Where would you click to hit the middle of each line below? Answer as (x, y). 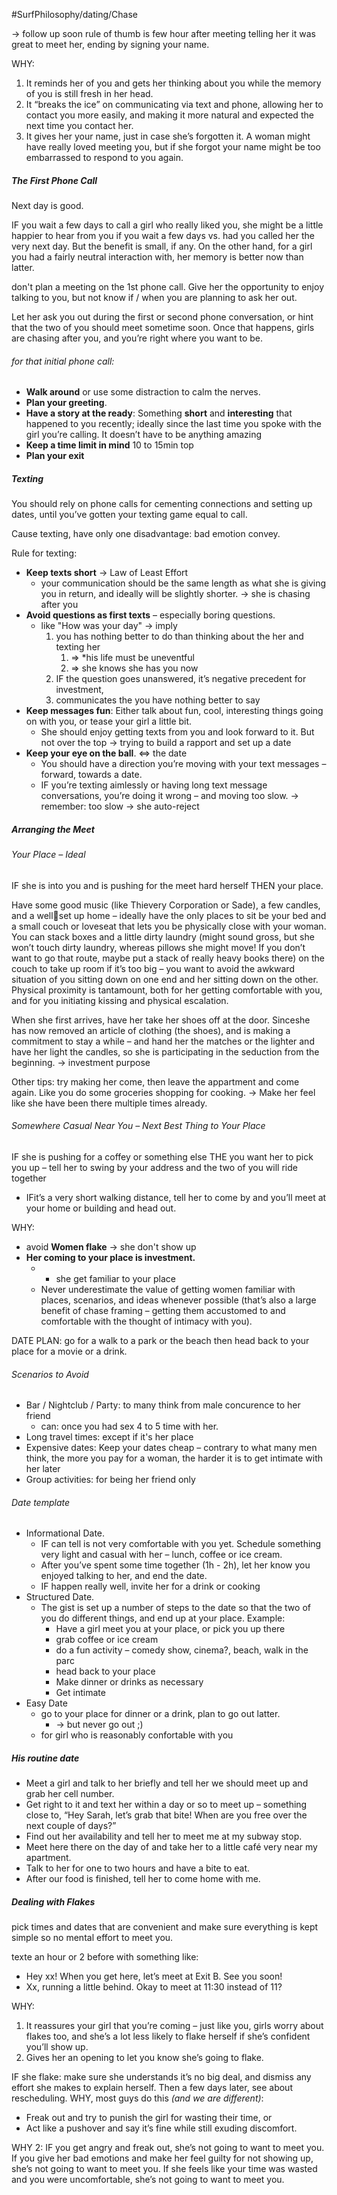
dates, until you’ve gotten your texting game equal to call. (129, 515)
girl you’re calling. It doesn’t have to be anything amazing (143, 435)
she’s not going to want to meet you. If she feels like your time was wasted (164, 2169)
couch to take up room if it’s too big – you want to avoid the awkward (153, 968)
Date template (41, 1502)
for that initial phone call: (63, 361)
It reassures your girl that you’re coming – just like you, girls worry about (174, 2026)
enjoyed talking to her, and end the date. (124, 1576)
